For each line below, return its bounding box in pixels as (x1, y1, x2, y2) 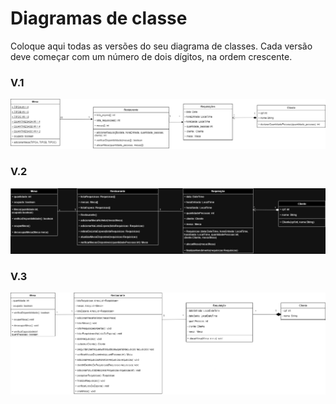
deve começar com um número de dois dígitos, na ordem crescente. (10, 50, 293, 62)
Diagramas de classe (10, 7, 188, 30)
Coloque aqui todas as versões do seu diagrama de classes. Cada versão (10, 40, 313, 52)
